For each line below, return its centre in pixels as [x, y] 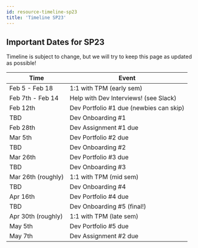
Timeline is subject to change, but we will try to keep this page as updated [99, 57]
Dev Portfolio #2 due [99, 138]
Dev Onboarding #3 [98, 167]
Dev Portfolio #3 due [99, 157]
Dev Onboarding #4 [98, 187]
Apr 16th [22, 196]
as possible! [21, 63]
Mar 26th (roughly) [37, 177]
